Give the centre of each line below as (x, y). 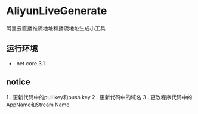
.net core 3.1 (30, 63)
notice (18, 82)
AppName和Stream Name (38, 104)
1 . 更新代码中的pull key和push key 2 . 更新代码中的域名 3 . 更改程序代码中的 (99, 97)
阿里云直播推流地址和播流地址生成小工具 (56, 28)
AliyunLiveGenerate (57, 11)
